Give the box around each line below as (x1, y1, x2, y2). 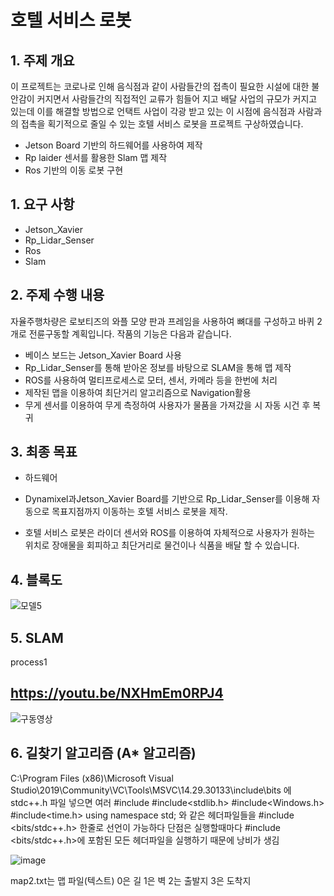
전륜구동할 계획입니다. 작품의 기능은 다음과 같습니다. (28, 327, 232, 340)
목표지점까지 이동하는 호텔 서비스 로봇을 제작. (51, 506, 228, 518)
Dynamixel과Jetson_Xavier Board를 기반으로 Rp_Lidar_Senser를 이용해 (24, 493, 310, 505)
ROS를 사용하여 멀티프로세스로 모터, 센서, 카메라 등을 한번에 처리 (24, 374, 278, 386)
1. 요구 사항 (10, 196, 75, 213)
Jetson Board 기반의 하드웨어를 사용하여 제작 (24, 139, 203, 151)
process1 (10, 656, 48, 668)
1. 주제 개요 (10, 52, 75, 69)
